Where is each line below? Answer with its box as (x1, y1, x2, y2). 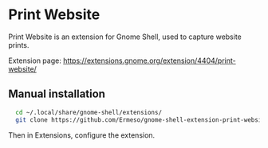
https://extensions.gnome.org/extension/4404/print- (62, 56, 237, 65)
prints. (8, 40, 30, 49)
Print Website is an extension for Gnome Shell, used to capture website (8, 32, 242, 41)
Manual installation (8, 88, 106, 101)
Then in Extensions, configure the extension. (8, 130, 156, 140)
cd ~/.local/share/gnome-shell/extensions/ (15, 108, 162, 116)
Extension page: (8, 56, 61, 65)
